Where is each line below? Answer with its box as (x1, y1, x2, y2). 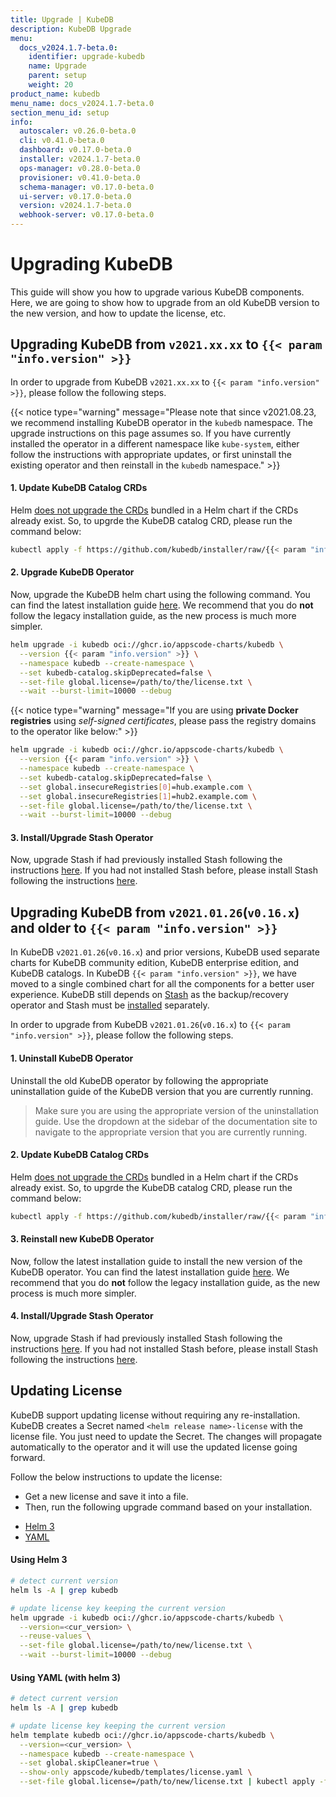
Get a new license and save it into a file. (24, 1490, 189, 1502)
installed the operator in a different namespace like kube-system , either (10, 437, 300, 450)
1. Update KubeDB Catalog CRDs (10, 482, 148, 494)
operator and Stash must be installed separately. (10, 999, 210, 1011)
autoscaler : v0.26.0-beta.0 (19, 126, 137, 136)
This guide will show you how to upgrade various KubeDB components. (10, 286, 305, 298)
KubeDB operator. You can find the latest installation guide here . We (10, 1266, 290, 1278)
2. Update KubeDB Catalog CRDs (10, 1149, 150, 1161)
